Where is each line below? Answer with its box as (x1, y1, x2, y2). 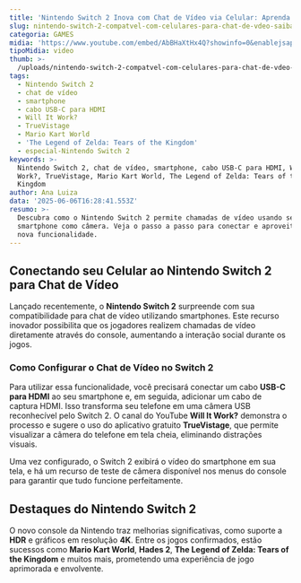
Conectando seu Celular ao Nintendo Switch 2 (9, 263, 272, 278)
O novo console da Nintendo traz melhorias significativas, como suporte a (9, 526, 283, 536)
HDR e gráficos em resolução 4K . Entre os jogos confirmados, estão (9, 535, 262, 545)
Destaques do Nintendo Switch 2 (9, 501, 197, 517)
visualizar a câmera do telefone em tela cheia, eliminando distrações (9, 430, 262, 440)
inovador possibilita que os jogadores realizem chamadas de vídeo (9, 320, 256, 331)
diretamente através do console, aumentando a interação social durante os (9, 329, 287, 341)
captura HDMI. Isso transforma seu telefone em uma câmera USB (9, 401, 251, 412)
